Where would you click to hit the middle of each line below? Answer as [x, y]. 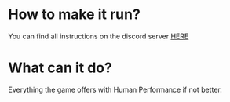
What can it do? [60, 68]
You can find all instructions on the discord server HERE [99, 36]
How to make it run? [75, 15]
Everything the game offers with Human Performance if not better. [115, 89]
